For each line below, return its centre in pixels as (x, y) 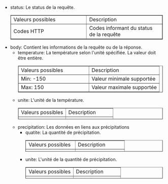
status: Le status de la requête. (42, 7)
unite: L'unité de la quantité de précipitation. (71, 159)
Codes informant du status (121, 28)
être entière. (30, 58)
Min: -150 (33, 79)
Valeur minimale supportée (124, 79)
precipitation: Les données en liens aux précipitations (73, 127)
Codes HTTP (29, 31)
